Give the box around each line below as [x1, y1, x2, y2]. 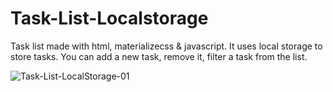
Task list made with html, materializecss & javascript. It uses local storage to [10, 40, 323, 52]
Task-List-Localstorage [10, 7, 209, 30]
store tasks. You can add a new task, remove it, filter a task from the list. [10, 50, 308, 62]
